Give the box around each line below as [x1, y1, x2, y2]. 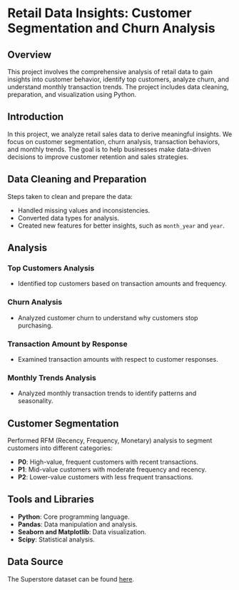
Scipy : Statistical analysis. [17, 535, 95, 544]
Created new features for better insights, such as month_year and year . [17, 221, 225, 230]
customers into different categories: [7, 444, 113, 452]
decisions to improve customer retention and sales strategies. [7, 152, 189, 161]
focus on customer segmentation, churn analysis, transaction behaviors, [7, 137, 220, 146]
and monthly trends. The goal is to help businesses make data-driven [7, 145, 211, 153]
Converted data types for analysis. [17, 213, 120, 222]
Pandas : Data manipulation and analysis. [17, 519, 138, 529]
